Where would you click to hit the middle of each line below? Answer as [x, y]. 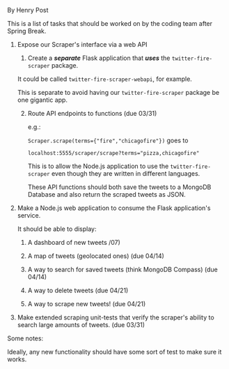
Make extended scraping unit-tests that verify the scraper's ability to [116, 317]
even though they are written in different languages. [126, 173]
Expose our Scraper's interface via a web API [82, 44]
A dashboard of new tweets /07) [74, 242]
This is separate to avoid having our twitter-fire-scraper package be [118, 92]
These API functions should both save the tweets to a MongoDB [119, 187]
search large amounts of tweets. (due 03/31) [81, 325]
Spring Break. [27, 31]
